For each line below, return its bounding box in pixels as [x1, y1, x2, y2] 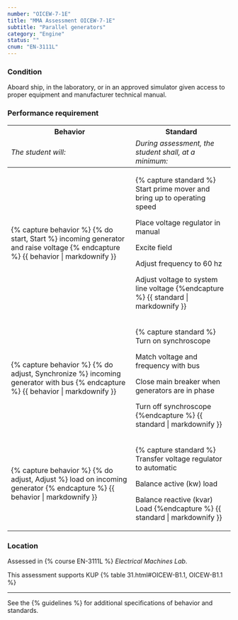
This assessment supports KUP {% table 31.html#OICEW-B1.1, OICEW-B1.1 [7, 570, 223, 579]
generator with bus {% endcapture [11, 377, 126, 387]
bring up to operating [135, 192, 206, 202]
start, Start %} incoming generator [11, 234, 125, 244]
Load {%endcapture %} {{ [135, 504, 222, 513]
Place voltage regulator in [135, 217, 221, 227]
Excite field [135, 242, 172, 252]
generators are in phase [135, 385, 215, 395]
